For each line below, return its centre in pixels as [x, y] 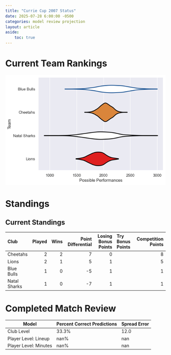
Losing [105, 236]
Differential [80, 244]
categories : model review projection [45, 21]
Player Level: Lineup [28, 338]
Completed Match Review [61, 308]
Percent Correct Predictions [87, 324]
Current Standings [35, 222]
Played [40, 241]
